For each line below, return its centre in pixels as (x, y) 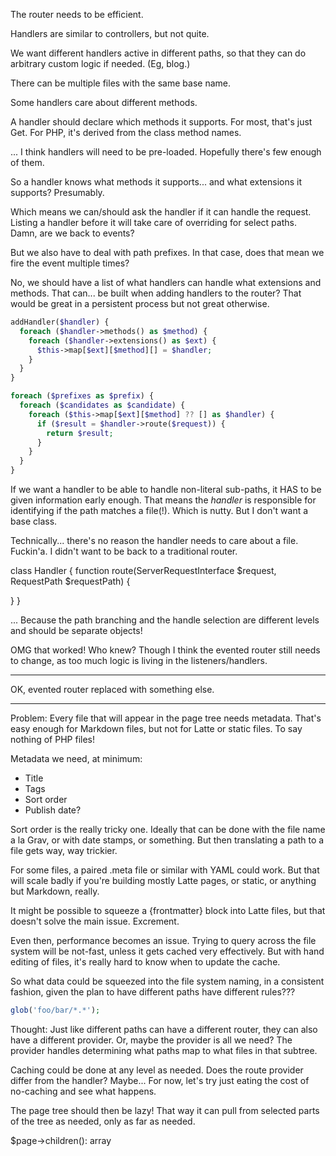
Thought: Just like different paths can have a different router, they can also (164, 1029)
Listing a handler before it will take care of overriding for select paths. (153, 222)
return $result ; (80, 433)
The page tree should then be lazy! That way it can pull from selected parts (165, 1110)
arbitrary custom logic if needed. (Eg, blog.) (100, 63)
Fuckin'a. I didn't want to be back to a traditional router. (124, 551)
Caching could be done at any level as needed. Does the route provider (157, 1070)
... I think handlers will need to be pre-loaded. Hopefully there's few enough (166, 152)
